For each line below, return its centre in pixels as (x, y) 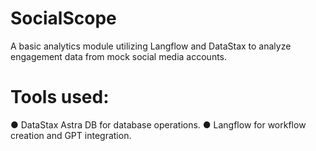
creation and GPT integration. (71, 135)
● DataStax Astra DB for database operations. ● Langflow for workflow (158, 124)
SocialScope (63, 18)
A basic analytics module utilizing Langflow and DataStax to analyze (151, 46)
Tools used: (60, 97)
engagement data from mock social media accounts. (119, 56)
